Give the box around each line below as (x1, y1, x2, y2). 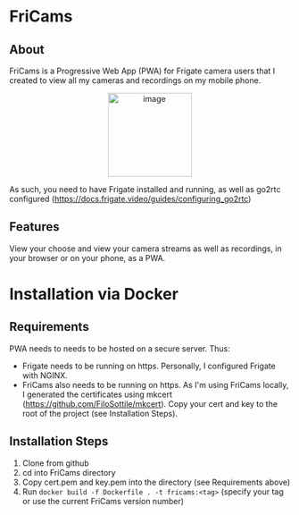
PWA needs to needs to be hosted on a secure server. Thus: (9, 342, 230, 354)
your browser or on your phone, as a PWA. (9, 252, 166, 263)
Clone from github (21, 458, 89, 469)
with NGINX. (21, 369, 69, 381)
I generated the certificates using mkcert (21, 389, 172, 400)
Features (9, 219, 60, 234)
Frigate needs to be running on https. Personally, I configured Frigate (21, 360, 277, 371)
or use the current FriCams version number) (21, 495, 185, 506)
